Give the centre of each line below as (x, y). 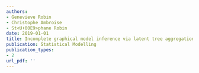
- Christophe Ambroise (34, 22)
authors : (17, 11)
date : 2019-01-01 (28, 34)
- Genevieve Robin (29, 17)
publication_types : (30, 50)
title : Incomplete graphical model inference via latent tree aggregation (100, 39)
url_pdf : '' (21, 61)
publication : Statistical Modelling (51, 45)
